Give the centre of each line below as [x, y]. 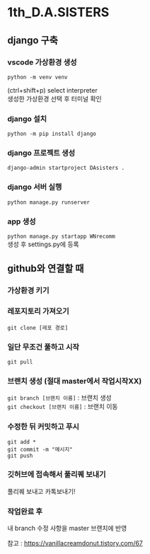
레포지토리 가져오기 [38, 311]
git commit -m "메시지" [40, 449]
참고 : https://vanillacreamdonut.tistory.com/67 [75, 543]
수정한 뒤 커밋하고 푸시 [44, 427]
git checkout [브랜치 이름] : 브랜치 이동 [63, 407]
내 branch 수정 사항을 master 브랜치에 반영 [67, 529]
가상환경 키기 [28, 291]
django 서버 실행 [35, 187]
